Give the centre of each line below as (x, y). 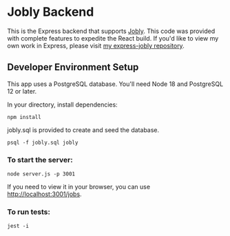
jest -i (18, 226)
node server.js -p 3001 (41, 174)
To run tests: (29, 212)
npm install (24, 117)
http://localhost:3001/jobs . (44, 194)
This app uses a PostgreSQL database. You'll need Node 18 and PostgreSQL (115, 84)
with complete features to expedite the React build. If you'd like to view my (113, 38)
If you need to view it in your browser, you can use (79, 187)
